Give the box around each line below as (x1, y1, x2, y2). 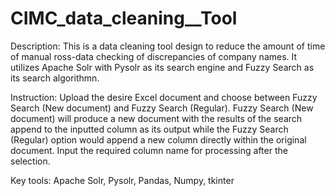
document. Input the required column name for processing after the (10, 144, 288, 156)
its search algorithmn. (10, 72, 100, 84)
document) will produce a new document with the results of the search (10, 112, 303, 124)
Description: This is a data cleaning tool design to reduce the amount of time (10, 40, 326, 52)
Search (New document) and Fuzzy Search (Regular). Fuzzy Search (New (10, 102, 314, 114)
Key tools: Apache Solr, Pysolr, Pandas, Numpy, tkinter (10, 174, 235, 186)
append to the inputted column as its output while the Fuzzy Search (10, 123, 289, 135)
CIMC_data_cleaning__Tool (10, 7, 238, 30)
